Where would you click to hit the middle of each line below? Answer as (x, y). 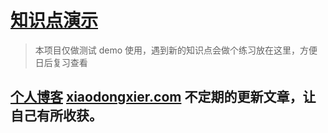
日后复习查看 (61, 62)
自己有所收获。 (56, 116)
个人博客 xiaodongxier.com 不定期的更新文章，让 (163, 97)
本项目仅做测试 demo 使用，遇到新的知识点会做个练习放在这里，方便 (176, 50)
